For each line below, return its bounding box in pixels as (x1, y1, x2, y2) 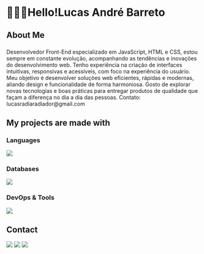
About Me (6, 30, 45, 40)
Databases (6, 165, 39, 173)
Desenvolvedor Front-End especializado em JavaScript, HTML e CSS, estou (6, 48, 198, 56)
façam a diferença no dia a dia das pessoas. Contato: (6, 93, 141, 101)
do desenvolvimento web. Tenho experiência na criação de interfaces (6, 61, 183, 68)
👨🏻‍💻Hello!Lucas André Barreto (6, 5, 165, 20)
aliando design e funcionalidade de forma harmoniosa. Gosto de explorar (6, 81, 191, 88)
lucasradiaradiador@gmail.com (6, 100, 85, 107)
